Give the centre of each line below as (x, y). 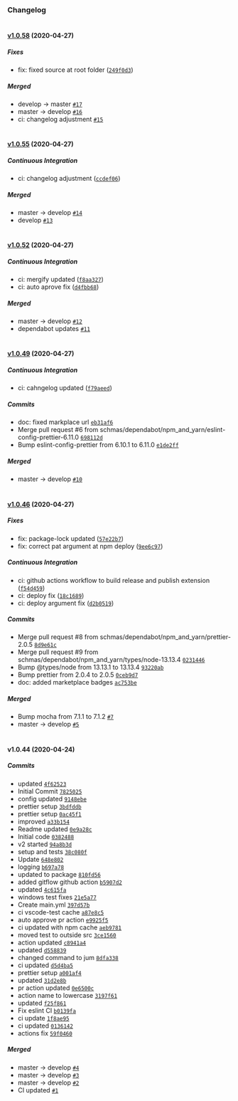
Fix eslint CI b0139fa (47, 1010)
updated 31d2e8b (42, 980)
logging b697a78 (41, 867)
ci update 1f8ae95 (43, 1018)
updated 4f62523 (42, 784)
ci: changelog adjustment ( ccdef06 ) (69, 179)
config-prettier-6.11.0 (48, 437)
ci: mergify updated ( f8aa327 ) (61, 280)
